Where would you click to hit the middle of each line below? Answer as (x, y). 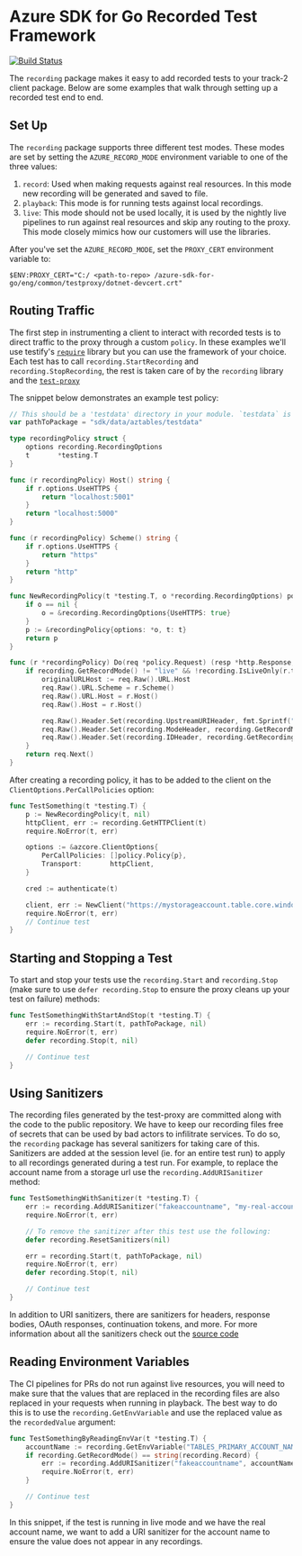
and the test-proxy (45, 380)
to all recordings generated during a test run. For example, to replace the (144, 1162)
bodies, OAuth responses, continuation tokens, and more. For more (133, 1324)
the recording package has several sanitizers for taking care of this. (135, 1144)
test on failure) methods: (55, 999)
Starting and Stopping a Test (91, 958)
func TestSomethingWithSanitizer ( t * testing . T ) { (104, 1199)
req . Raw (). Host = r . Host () (92, 704)
